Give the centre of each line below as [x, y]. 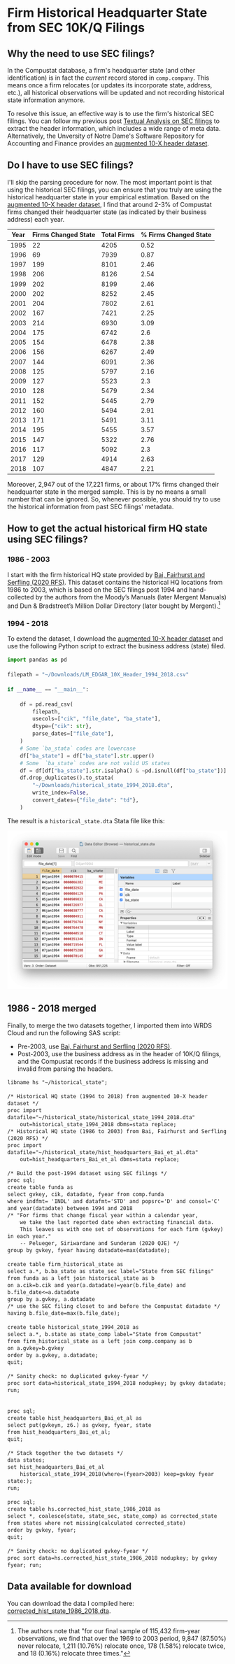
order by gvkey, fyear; [42, 1530]
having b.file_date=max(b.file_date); [64, 1313]
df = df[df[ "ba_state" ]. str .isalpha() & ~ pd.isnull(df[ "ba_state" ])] [123, 771]
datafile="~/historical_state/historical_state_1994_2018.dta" [101, 1117]
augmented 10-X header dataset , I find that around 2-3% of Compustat [109, 204]
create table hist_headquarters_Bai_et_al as [74, 1418]
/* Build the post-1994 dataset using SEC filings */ [87, 1173]
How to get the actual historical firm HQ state [107, 528]
